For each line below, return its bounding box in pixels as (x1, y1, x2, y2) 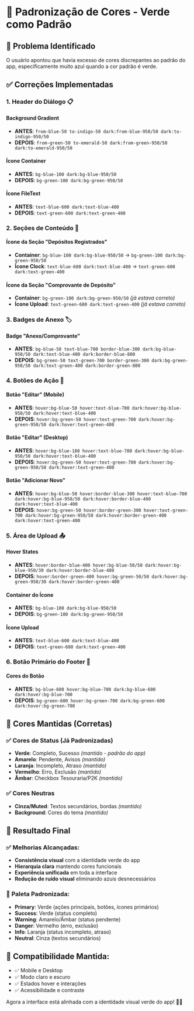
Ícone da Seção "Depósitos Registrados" (6, 239, 108, 246)
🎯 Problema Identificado (6, 41, 96, 51)
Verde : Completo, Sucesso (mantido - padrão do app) (14, 750, 146, 757)
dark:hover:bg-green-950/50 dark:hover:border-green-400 (25, 512, 167, 518)
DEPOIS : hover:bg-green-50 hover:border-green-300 (14, 506, 141, 513)
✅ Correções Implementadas (6, 80, 114, 90)
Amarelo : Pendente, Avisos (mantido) (14, 756, 106, 763)
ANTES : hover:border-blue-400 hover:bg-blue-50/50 (14, 561, 143, 569)
